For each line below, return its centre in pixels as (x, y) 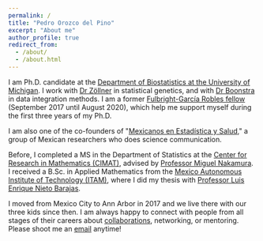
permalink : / (30, 15)
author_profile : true (44, 38)
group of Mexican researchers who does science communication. (115, 139)
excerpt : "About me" (42, 30)
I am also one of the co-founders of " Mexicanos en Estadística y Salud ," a (128, 130)
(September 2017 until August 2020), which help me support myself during (130, 107)
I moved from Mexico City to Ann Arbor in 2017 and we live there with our (128, 203)
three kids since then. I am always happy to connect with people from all (126, 212)
